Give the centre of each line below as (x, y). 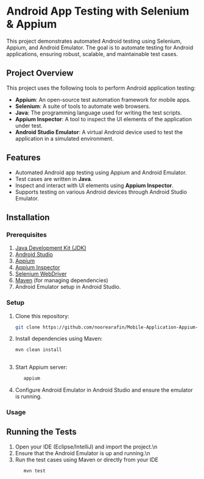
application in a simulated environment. (64, 138)
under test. (29, 126)
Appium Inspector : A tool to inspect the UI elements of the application (104, 119)
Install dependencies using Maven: (59, 339)
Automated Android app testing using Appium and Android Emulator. (101, 172)
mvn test (34, 470)
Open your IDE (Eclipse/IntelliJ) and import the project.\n (86, 447)
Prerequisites (26, 235)
